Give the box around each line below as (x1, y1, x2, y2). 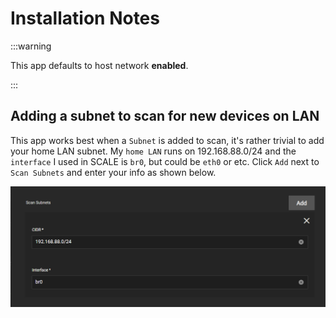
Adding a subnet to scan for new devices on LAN (10, 108, 320, 125)
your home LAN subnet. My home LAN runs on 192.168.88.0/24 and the (10, 145, 297, 157)
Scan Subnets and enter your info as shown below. (10, 166, 217, 178)
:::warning (10, 40, 52, 52)
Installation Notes (10, 7, 160, 30)
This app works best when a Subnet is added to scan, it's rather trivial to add (10, 134, 325, 146)
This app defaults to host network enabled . (10, 59, 189, 71)
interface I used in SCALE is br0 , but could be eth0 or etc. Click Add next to (10, 155, 320, 167)
